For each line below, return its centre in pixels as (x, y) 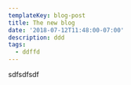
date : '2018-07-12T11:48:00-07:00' (66, 30)
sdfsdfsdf (24, 74)
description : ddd (36, 37)
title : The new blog (42, 23)
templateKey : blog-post (47, 15)
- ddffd (28, 52)
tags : (17, 45)
